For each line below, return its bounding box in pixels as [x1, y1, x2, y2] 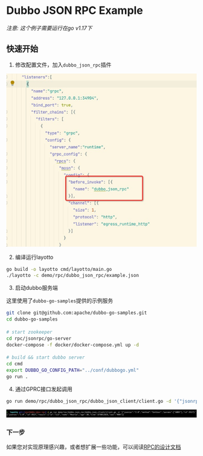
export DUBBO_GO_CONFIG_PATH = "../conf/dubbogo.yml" [6, 367, 139, 374]
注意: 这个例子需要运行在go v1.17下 [6, 24, 92, 31]
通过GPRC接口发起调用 [14, 385, 72, 392]
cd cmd [6, 361, 23, 367]
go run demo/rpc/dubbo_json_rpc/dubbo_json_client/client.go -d [6, 398, 172, 404]
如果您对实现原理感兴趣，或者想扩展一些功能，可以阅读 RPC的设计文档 [6, 443, 181, 451]
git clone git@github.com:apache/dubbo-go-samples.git [6, 310, 147, 316]
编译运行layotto [14, 253, 54, 261]
